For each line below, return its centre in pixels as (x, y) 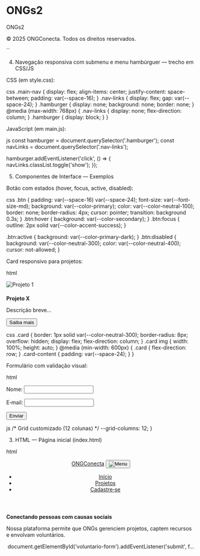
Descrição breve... (29, 310)
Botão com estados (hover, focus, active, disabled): (70, 188)
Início (105, 476)
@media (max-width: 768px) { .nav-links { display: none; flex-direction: (94, 110)
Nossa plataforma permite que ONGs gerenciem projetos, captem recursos (99, 528)
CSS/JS (24, 68)
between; (18, 98)
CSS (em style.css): (31, 80)
